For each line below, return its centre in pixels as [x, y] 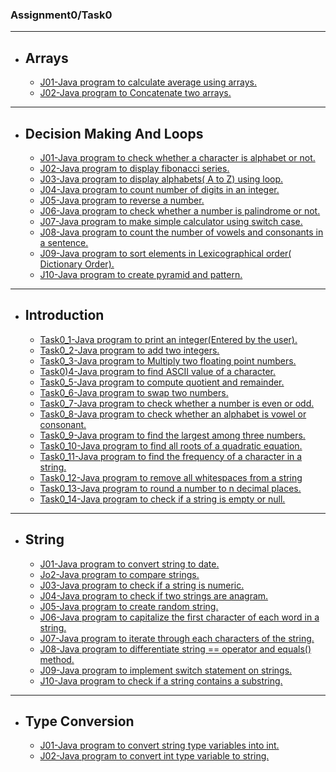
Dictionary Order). [77, 264]
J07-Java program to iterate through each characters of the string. [177, 638]
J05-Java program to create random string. [129, 606]
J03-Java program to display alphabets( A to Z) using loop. [161, 179]
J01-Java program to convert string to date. [129, 564]
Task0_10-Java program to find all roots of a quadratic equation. [171, 445]
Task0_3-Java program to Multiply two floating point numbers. [168, 360]
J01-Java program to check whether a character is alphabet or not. [177, 157]
